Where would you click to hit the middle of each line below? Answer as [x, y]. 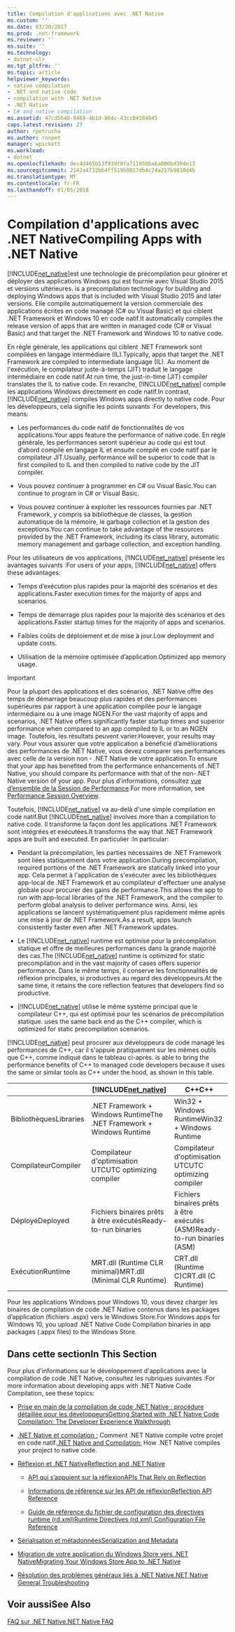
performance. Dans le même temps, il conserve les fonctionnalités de [117, 971]
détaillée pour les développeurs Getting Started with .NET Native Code [118, 1414]
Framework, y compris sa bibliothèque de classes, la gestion [105, 514]
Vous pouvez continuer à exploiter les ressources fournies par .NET [115, 507]
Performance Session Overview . [54, 796]
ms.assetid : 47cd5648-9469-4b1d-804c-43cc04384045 [83, 118]
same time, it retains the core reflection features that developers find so [121, 985]
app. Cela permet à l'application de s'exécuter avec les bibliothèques [117, 875]
